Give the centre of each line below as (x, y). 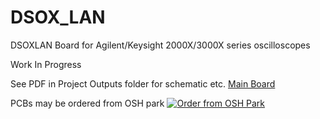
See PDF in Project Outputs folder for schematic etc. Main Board (143, 83)
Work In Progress (46, 64)
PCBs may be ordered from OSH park (87, 103)
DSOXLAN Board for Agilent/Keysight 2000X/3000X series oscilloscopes (160, 45)
